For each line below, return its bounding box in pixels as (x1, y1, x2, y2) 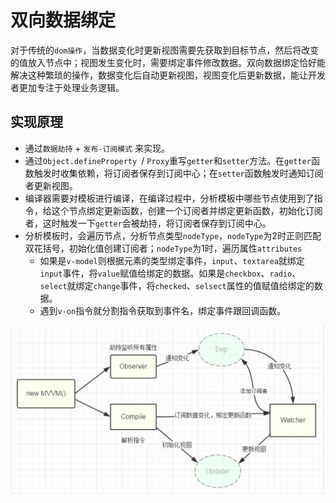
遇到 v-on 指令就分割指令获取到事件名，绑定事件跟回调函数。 (39, 304, 287, 316)
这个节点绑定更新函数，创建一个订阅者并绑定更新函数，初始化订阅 (51, 204, 323, 216)
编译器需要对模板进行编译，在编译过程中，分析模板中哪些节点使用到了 (24, 192, 315, 204)
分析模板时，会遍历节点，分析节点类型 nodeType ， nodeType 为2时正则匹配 (24, 229, 322, 241)
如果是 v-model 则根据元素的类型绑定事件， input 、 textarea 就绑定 (39, 254, 305, 266)
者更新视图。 (24, 179, 78, 191)
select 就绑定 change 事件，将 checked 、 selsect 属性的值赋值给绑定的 (39, 279, 315, 291)
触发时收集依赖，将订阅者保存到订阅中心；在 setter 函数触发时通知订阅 (33, 167, 324, 179)
